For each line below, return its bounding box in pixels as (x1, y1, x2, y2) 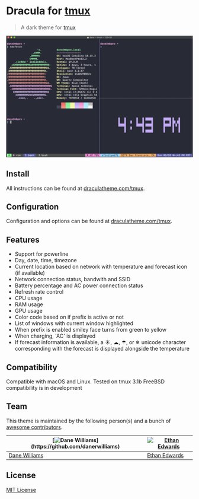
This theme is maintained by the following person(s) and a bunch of (6, 417, 171, 424)
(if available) (14, 269, 46, 276)
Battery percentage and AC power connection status (14, 282, 143, 289)
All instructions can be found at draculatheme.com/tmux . (6, 185, 145, 192)
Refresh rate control (14, 288, 64, 295)
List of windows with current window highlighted (14, 320, 134, 327)
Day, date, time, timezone (14, 257, 77, 264)
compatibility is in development (6, 384, 82, 391)
